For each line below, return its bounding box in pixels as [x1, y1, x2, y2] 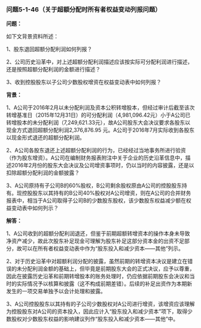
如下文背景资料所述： [6, 33, 59, 40]
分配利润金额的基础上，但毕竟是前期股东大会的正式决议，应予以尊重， [22, 265, 195, 272]
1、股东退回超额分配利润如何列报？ [6, 46, 93, 53]
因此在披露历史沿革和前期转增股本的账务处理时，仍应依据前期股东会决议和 [6, 273, 190, 280]
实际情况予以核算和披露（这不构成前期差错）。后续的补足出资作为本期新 [16, 280, 193, 287]
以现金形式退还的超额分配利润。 [6, 134, 85, 142]
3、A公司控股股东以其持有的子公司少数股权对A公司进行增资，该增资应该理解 [6, 300, 195, 308]
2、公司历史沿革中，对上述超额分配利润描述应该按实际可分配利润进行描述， [6, 58, 193, 65]
